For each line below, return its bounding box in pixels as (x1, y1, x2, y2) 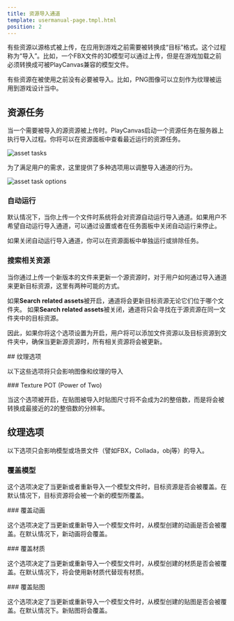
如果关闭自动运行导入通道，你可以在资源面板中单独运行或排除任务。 (7, 236, 203, 245)
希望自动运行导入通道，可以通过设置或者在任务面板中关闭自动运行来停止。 (7, 222, 221, 230)
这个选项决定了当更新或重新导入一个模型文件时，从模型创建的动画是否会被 (7, 521, 221, 529)
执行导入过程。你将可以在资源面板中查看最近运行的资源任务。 (7, 135, 185, 144)
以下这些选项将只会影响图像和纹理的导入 (7, 367, 123, 375)
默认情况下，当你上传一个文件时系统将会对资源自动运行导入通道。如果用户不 (7, 213, 227, 222)
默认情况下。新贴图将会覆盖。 (25, 606, 111, 614)
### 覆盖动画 (7, 506, 45, 514)
